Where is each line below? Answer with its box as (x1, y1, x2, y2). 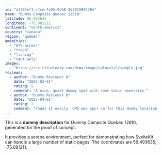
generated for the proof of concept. (5, 124, 76, 130)
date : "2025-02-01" (14, 79, 53, 84)
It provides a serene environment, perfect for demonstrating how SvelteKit (5, 134, 154, 139)
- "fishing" (9, 52, 34, 57)
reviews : (5, 70, 23, 75)
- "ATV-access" (9, 43, 40, 48)
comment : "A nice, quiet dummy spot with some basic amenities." (14, 88, 149, 93)
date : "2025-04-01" (14, 97, 53, 102)
